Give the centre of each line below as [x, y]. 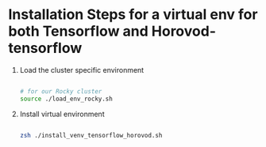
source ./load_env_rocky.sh [66, 99]
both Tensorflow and [78, 31]
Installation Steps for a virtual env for [133, 15]
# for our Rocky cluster [61, 91]
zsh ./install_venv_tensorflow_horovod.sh [91, 135]
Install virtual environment [62, 114]
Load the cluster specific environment [82, 70]
